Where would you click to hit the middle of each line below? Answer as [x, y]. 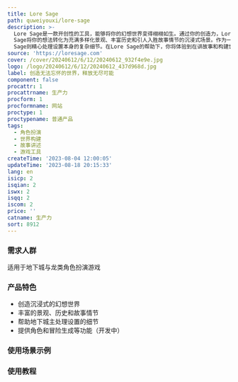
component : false [33, 80]
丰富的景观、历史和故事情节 [58, 313]
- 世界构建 [28, 139]
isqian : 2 [22, 185]
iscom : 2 [20, 205]
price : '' [22, 212]
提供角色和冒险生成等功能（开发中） [70, 330]
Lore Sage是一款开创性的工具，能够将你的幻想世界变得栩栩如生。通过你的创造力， [118, 34]
